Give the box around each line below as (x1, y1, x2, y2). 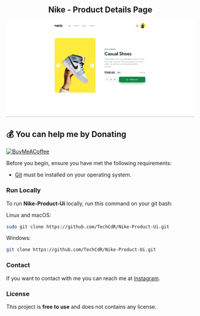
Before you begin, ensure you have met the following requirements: (6, 160, 172, 167)
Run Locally (6, 186, 41, 195)
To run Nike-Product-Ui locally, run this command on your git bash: (6, 200, 173, 207)
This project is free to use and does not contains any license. (6, 303, 157, 310)
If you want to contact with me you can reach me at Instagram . (6, 275, 161, 282)
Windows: (6, 235, 31, 242)
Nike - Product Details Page (48, 5, 153, 15)
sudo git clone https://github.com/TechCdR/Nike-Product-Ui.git (6, 224, 170, 230)
